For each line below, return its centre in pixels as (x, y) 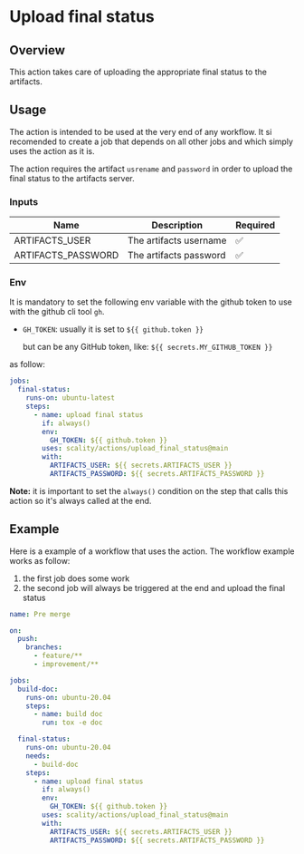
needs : (38, 756)
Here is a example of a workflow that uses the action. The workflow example (152, 551)
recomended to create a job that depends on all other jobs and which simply (152, 141)
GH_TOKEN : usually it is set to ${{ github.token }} (113, 329)
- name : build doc (68, 714)
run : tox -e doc (72, 723)
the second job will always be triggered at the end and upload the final (154, 587)
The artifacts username (177, 240)
